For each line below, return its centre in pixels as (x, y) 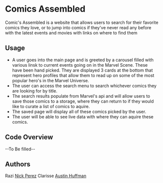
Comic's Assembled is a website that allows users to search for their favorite (82, 22)
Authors (18, 164)
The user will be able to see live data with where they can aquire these (83, 117)
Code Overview (29, 137)
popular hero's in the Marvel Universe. (50, 80)
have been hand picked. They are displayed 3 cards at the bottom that (82, 70)
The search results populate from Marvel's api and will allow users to (81, 96)
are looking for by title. (35, 91)
